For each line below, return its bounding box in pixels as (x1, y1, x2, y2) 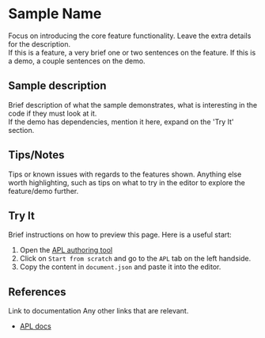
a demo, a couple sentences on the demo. (8, 56, 146, 66)
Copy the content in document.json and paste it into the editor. (19, 262, 221, 272)
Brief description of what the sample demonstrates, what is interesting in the (8, 100, 258, 109)
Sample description (8, 79, 107, 93)
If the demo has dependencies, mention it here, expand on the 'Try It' (8, 116, 234, 127)
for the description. (8, 39, 71, 48)
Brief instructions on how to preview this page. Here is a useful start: (8, 230, 232, 240)
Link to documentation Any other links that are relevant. (8, 306, 189, 316)
